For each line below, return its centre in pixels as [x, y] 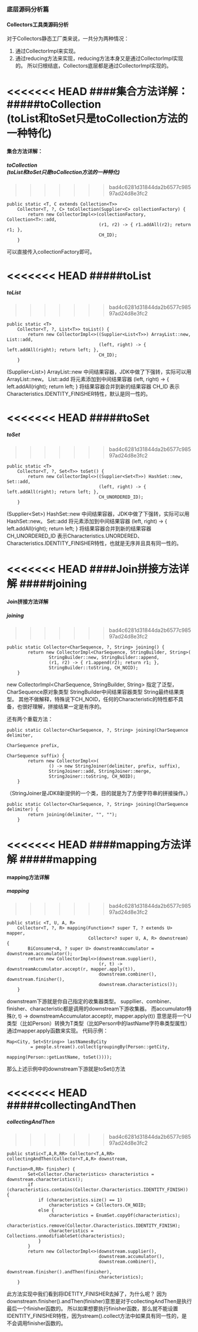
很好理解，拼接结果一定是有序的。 [63, 707]
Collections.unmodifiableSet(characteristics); [66, 1236]
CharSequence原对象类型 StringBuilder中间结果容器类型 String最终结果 [93, 692]
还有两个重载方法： [30, 719]
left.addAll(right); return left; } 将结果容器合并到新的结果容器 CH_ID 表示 [93, 386]
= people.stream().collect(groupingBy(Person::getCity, [100, 1047]
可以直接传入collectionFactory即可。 [51, 251]
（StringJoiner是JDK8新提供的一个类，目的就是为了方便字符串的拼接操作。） [99, 793]
